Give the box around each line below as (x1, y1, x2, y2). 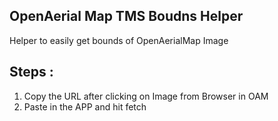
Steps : (9, 64, 54, 81)
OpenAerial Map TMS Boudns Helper (9, 8, 244, 25)
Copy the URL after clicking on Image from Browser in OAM (23, 90, 269, 102)
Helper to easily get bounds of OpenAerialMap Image (9, 34, 229, 46)
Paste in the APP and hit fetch (23, 100, 147, 113)
